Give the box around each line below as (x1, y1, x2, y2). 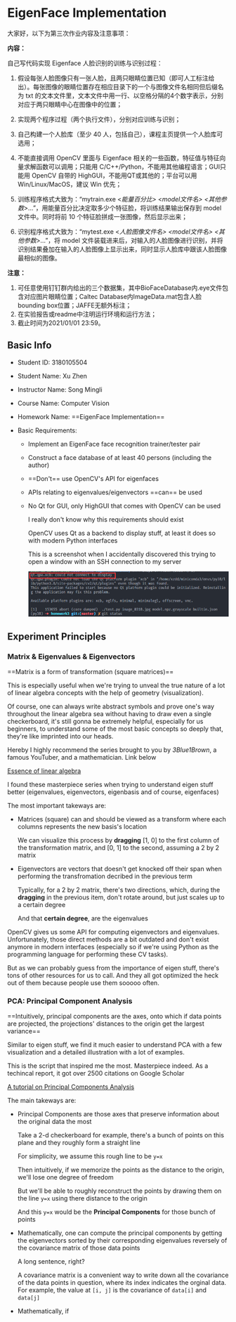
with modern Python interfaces (27, 536, 118, 545)
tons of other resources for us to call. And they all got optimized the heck (7, 971, 219, 980)
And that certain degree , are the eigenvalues (17, 914, 149, 923)
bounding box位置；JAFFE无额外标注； (17, 300, 132, 310)
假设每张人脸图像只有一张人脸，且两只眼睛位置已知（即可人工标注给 (17, 74, 215, 82)
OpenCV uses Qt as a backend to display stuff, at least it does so (27, 529, 216, 537)
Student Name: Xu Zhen (17, 371, 88, 380)
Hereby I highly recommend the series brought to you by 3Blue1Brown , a (7, 746, 217, 754)
